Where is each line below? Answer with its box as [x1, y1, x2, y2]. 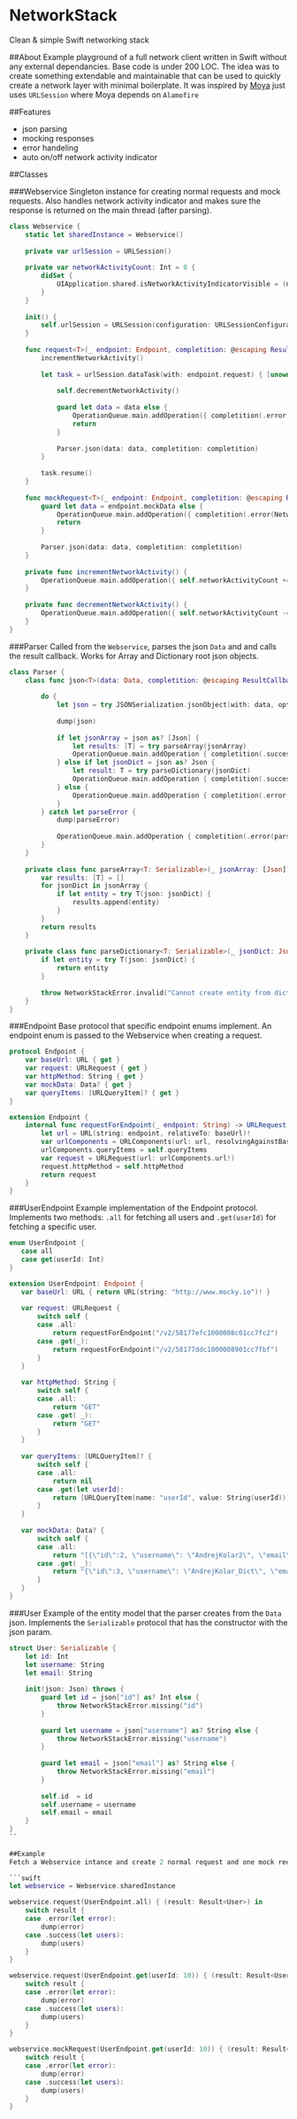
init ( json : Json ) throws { [25, 1685, 125, 1694]
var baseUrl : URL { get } [25, 1056, 121, 1064]
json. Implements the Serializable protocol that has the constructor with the [9, 1616, 288, 1628]
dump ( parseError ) [56, 816, 121, 825]
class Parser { [9, 667, 65, 677]
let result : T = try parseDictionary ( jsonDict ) [72, 766, 251, 775]
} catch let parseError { [41, 807, 137, 817]
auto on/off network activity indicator [21, 151, 157, 162]
